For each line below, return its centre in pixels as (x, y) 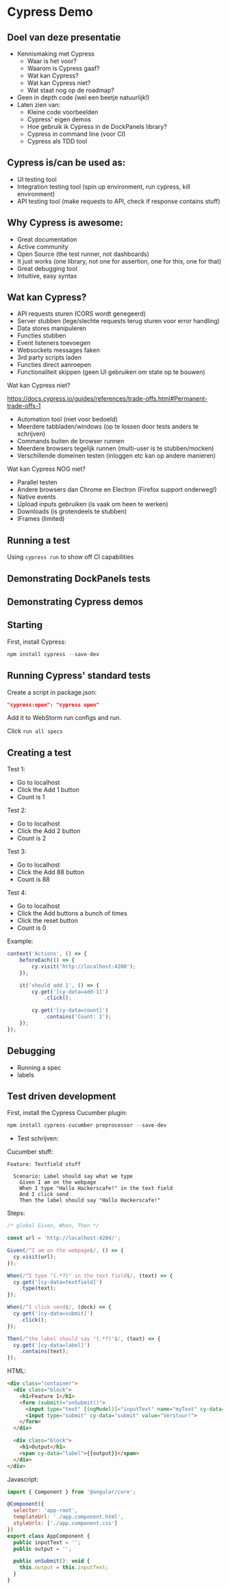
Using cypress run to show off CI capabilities (71, 557)
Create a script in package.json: (52, 692)
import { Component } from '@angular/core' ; (72, 1492)
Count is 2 (31, 839)
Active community (42, 246)
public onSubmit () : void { (52, 1561)
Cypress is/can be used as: (66, 163)
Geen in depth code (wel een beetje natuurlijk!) (83, 97)
